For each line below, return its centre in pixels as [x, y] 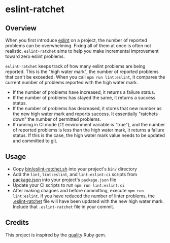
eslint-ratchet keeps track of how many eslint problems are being [75, 66]
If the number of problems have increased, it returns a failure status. [84, 92]
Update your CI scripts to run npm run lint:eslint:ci [69, 185]
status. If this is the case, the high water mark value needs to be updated [89, 135]
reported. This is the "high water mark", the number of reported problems [82, 72]
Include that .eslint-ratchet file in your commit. [63, 206]
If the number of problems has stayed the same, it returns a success [84, 98]
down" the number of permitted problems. [57, 119]
